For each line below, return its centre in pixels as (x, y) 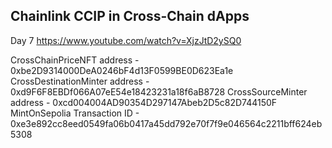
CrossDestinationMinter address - (80, 81)
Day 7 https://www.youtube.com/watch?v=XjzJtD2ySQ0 (126, 40)
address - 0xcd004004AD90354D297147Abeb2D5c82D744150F (144, 102)
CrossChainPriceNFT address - (75, 60)
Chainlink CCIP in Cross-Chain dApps (130, 16)
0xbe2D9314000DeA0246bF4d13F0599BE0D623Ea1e (122, 70)
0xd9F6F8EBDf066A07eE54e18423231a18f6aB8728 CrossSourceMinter (159, 91)
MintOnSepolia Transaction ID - (75, 113)
